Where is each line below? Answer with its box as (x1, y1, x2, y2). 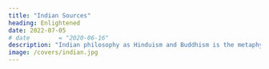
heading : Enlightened (8, 19, 81, 27)
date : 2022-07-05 (8, 26, 66, 34)
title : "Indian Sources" (8, 11, 91, 20)
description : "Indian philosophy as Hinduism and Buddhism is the (8, 41, 235, 49)
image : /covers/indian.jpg (8, 48, 98, 56)
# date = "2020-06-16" (8, 33, 110, 42)
